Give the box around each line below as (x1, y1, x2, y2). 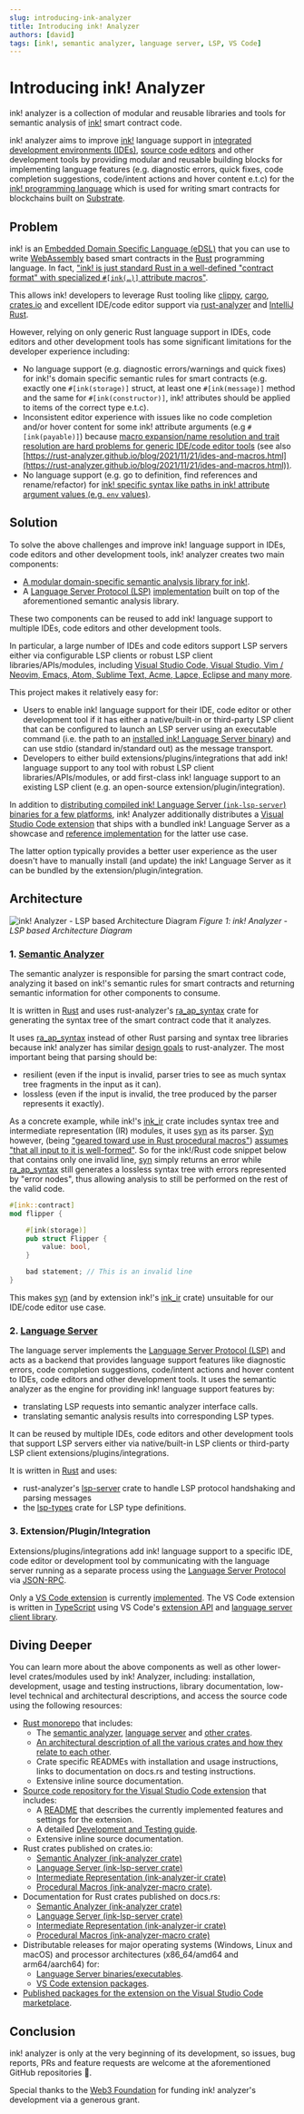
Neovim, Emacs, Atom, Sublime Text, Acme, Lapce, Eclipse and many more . (9, 669, 293, 680)
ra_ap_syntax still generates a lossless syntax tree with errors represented (9, 1164, 287, 1175)
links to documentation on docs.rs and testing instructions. (35, 1766, 256, 1777)
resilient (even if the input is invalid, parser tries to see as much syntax (22, 1068, 287, 1080)
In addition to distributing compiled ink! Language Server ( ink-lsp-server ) (9, 799, 287, 810)
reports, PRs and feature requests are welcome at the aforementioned (9, 2058, 270, 2069)
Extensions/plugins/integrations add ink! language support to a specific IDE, (9, 1545, 293, 1557)
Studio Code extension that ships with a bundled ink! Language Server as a (9, 818, 290, 829)
